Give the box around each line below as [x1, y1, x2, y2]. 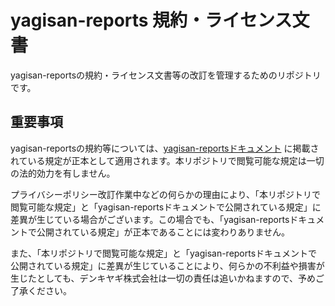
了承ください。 [10, 284, 72, 296]
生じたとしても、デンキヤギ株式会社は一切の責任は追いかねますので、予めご [10, 272, 325, 284]
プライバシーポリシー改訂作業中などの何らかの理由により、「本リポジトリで [10, 188, 321, 200]
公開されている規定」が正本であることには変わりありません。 [36, 226, 291, 238]
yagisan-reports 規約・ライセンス [10, 9, 293, 32]
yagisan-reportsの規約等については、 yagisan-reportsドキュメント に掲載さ [10, 142, 320, 154]
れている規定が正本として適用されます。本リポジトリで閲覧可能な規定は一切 [10, 154, 325, 166]
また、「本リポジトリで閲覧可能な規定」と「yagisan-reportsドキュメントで [10, 247, 318, 259]
